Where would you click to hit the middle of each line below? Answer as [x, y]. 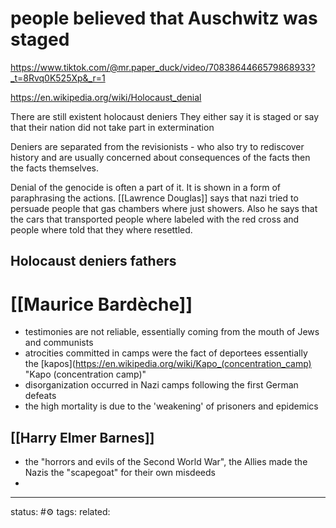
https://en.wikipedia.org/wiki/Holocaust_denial [106, 97]
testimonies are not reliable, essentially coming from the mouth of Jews [172, 332]
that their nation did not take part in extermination [112, 127]
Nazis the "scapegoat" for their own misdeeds [120, 473]
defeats [40, 396]
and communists [59, 343]
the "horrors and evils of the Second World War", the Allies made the [166, 462]
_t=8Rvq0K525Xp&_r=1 [58, 78]
